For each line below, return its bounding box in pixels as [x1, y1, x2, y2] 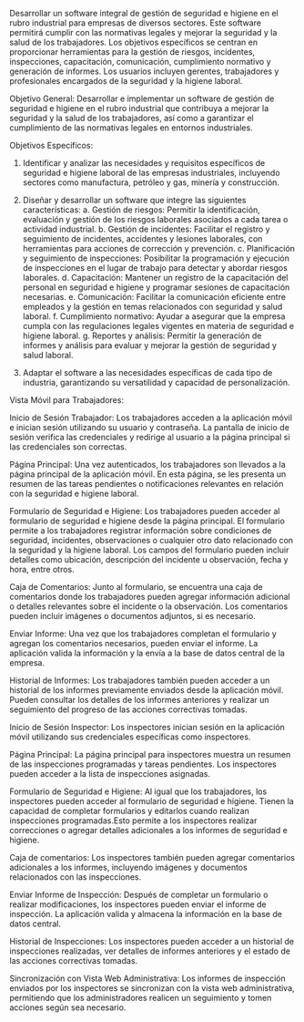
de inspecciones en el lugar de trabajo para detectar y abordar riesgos [22, 263, 289, 273]
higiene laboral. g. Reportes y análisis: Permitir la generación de [22, 330, 262, 341]
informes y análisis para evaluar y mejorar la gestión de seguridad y [22, 340, 278, 350]
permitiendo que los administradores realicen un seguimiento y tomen [9, 993, 272, 1003]
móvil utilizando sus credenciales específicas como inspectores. [9, 731, 251, 742]
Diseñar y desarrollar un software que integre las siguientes [22, 195, 247, 205]
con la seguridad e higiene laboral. [9, 488, 139, 499]
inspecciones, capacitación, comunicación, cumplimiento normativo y [9, 57, 271, 67]
